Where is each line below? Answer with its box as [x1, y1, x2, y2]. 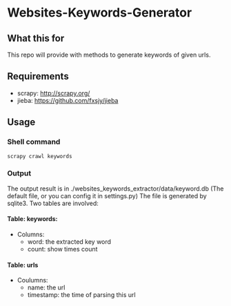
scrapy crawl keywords [7, 153, 72, 160]
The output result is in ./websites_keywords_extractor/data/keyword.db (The [7, 184, 224, 193]
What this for [7, 32, 65, 44]
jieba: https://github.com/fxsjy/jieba [17, 96, 119, 104]
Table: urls [7, 260, 39, 269]
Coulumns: [17, 276, 48, 285]
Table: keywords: [7, 215, 58, 223]
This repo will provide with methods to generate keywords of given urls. [7, 50, 211, 59]
